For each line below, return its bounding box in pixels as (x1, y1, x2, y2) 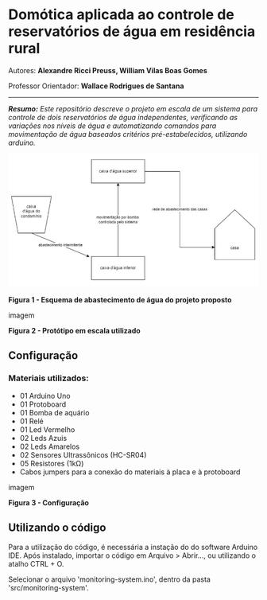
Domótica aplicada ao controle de (8, 6, 234, 24)
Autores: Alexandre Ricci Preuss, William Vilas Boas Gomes (8, 65, 208, 75)
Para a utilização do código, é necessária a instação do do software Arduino (8, 542, 258, 551)
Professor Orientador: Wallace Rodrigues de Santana (8, 81, 184, 91)
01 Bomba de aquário (19, 407, 90, 417)
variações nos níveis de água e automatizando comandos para (8, 121, 217, 131)
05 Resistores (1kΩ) (19, 458, 84, 468)
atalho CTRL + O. (8, 559, 64, 568)
